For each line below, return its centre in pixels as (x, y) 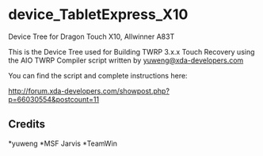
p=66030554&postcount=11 (54, 99)
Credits (27, 124)
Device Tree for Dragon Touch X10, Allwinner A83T (91, 36)
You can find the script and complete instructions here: (98, 75)
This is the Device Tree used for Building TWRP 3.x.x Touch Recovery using (131, 51)
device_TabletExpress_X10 (98, 15)
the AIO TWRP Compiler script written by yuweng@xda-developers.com (126, 60)
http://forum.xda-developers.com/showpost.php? (89, 91)
